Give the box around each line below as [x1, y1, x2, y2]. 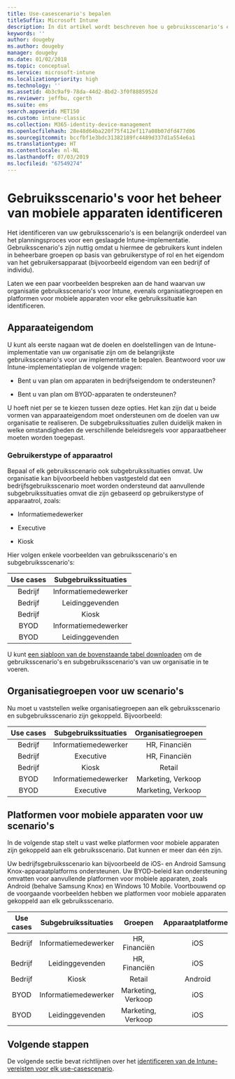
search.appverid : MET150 [7, 108, 80, 115]
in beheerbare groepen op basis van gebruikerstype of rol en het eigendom [7, 250, 225, 259]
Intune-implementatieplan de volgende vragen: [7, 362, 143, 371]
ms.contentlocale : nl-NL [7, 147, 80, 154]
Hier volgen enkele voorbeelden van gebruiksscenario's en [7, 551, 177, 559]
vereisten [7, 1064, 34, 1073]
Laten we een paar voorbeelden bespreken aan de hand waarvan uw [7, 279, 206, 287]
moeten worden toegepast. [7, 433, 85, 441]
